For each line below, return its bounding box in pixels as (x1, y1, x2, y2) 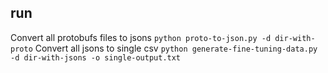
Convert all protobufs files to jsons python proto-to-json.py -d (10, 31, 272, 43)
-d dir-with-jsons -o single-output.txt (10, 52, 182, 63)
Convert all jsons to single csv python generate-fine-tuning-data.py (34, 42, 318, 54)
